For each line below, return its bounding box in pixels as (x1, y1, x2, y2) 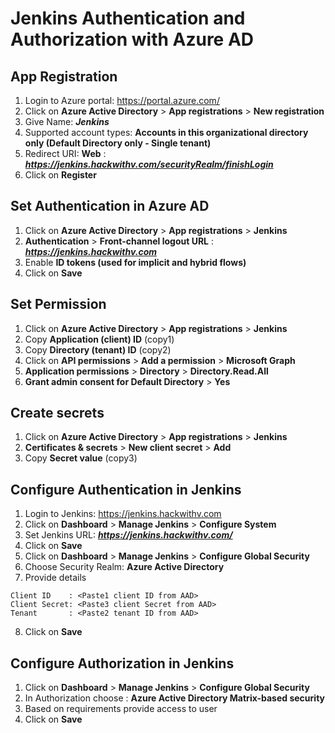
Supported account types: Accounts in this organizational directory (24, 127, 309, 138)
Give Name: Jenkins (24, 116, 110, 127)
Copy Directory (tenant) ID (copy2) (24, 343, 172, 356)
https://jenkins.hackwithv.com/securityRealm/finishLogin (24, 158, 274, 170)
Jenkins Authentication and (10, 7, 246, 30)
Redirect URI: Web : (24, 148, 107, 159)
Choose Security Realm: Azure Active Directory (24, 561, 225, 573)
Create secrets (10, 405, 105, 422)
